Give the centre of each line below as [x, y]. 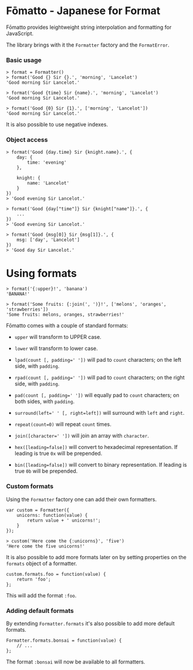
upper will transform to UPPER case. [58, 337]
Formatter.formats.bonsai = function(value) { [64, 641]
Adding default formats [40, 610]
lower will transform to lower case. [56, 348]
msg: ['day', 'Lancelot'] [48, 240]
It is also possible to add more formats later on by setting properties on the [96, 557]
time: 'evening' [47, 162]
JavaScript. [20, 33]
